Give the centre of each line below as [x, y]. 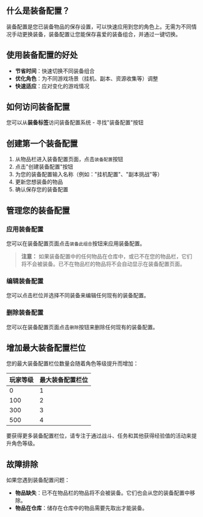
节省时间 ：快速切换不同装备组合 [55, 71]
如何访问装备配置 [38, 107]
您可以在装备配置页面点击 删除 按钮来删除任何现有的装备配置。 [82, 327]
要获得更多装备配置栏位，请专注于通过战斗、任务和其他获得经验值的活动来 [99, 436]
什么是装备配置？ [38, 11]
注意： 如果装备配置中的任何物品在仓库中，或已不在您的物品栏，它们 [106, 256]
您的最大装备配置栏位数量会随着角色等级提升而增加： [72, 364]
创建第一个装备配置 [42, 143]
